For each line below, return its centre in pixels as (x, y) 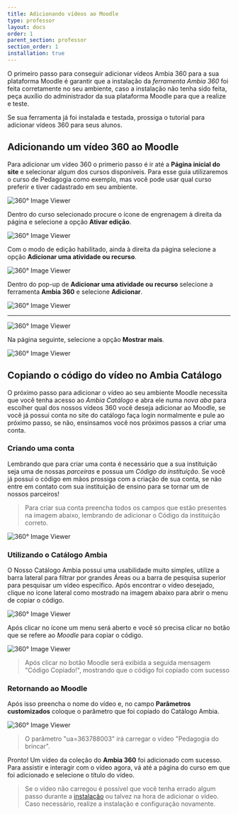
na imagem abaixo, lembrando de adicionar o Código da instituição (123, 515)
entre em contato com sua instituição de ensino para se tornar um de (108, 486)
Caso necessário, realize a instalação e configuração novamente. (120, 804)
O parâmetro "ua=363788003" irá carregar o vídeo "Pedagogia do (122, 739)
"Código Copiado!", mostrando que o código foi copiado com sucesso (127, 671)
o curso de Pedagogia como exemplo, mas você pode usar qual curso (109, 179)
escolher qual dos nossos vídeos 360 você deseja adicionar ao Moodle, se (117, 407)
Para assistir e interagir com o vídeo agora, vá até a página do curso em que (119, 768)
